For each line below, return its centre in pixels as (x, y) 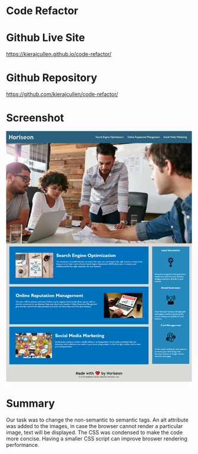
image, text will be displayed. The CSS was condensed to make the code (94, 432)
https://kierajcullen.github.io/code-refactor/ (59, 54)
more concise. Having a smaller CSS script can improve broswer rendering (97, 438)
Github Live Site (46, 38)
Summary (30, 404)
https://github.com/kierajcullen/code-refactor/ (62, 94)
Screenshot (35, 118)
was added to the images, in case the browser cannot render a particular (95, 426)
